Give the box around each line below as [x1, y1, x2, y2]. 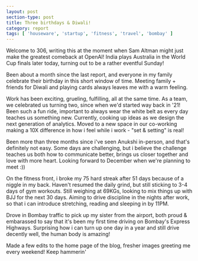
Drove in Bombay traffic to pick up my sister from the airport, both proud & [6, 212, 187, 219]
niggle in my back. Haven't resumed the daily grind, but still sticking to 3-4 [6, 182, 188, 189]
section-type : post [6, 14, 54, 20]
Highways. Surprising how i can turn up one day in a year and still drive [6, 224, 180, 231]
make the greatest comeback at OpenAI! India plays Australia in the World [6, 53, 186, 61]
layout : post [6, 8, 38, 15]
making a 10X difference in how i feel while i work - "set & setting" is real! [6, 127, 184, 134]
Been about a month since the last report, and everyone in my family [6, 71, 173, 78]
